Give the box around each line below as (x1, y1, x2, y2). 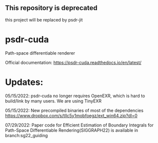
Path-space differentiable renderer (5, 50, 75, 56)
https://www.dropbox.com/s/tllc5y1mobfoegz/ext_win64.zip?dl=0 (5, 112, 138, 119)
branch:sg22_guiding (5, 132, 48, 138)
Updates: (5, 77, 43, 87)
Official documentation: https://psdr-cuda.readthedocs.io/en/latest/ (5, 60, 142, 65)
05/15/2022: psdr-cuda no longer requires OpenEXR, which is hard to (5, 93, 145, 99)
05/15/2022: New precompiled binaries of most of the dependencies (5, 107, 144, 113)
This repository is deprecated (5, 4, 98, 12)
